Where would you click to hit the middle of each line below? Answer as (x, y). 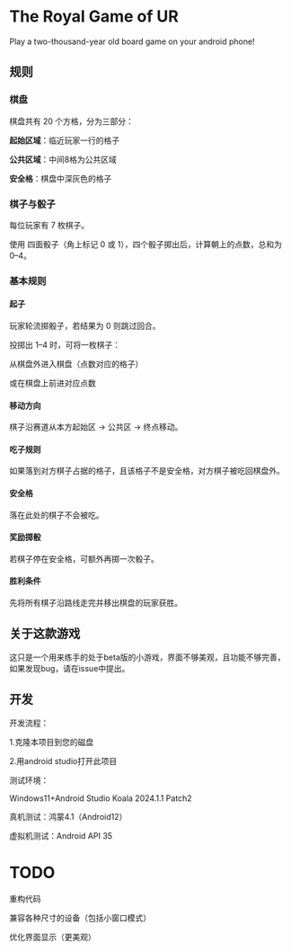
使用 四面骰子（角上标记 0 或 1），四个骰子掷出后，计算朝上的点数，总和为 (146, 244)
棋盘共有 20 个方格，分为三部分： (72, 121)
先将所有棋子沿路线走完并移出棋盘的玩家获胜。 (96, 603)
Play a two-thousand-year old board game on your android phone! (132, 41)
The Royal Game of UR (94, 17)
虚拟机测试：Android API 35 (61, 835)
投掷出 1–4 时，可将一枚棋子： (65, 345)
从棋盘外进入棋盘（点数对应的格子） (76, 364)
